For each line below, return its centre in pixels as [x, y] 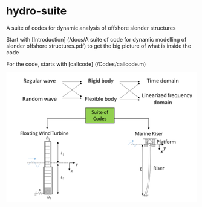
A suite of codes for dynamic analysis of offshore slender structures [91, 28]
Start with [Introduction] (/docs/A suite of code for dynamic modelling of [96, 39]
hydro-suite [37, 11]
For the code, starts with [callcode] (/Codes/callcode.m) [76, 64]
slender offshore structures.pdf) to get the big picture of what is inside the [99, 46]
